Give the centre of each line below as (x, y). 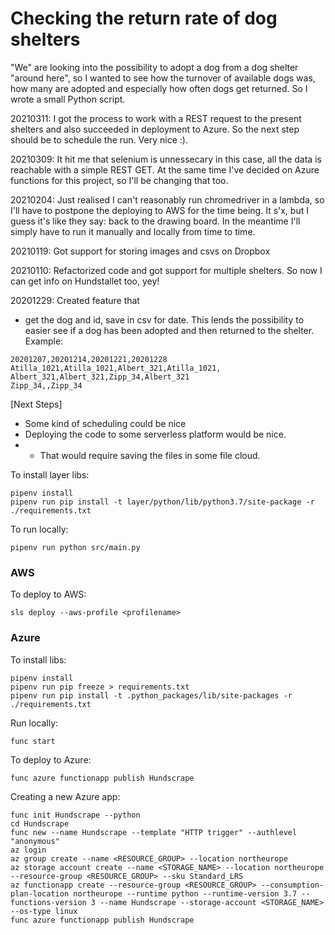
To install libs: (38, 659)
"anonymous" (35, 841)
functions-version (48, 902)
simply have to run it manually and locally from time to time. (133, 231)
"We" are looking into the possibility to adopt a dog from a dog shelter (154, 67)
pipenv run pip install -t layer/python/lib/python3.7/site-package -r (162, 502)
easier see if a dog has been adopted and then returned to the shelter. (169, 330)
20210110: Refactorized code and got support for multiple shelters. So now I (166, 270)
